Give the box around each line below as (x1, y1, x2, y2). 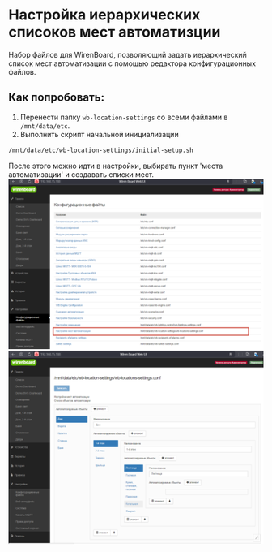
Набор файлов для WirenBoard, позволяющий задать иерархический (8, 50, 247, 59)
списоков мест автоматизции (8, 23, 221, 41)
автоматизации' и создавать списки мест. (8, 169, 155, 179)
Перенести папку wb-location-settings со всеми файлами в (19, 112, 228, 122)
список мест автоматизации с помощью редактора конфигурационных (8, 58, 257, 68)
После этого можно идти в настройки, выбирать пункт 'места (8, 161, 223, 170)
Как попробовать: (8, 91, 105, 105)
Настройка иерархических (8, 6, 201, 24)
